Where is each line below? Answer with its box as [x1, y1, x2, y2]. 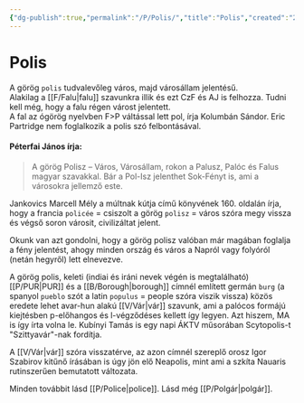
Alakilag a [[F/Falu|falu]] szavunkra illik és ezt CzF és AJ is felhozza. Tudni [9, 91, 287, 102]
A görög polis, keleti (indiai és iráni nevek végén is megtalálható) [9, 271, 250, 282]
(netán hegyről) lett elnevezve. [9, 254, 124, 265]
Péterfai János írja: [9, 141, 83, 152]
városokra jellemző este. [31, 180, 124, 191]
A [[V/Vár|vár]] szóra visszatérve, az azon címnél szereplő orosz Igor [9, 346, 267, 357]
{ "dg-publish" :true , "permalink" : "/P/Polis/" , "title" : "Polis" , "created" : [9, 13, 290, 23]
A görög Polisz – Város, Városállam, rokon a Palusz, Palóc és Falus [31, 161, 279, 172]
